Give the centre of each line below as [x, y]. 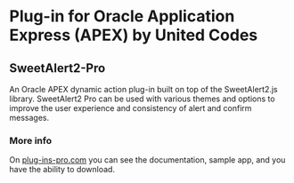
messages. [29, 118]
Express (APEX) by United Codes [134, 35]
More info [30, 140]
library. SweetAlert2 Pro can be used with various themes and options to [142, 99]
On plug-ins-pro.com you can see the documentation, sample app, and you [147, 160]
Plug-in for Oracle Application [122, 16]
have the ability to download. [62, 170]
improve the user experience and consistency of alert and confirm [131, 108]
